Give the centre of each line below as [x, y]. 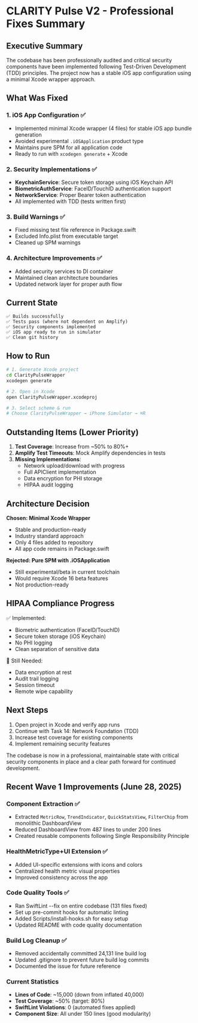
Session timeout [35, 685]
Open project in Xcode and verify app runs [67, 724]
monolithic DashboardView [48, 823]
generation [28, 134]
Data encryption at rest [43, 672]
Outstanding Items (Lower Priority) [72, 432]
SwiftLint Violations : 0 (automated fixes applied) [75, 1007]
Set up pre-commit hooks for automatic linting [71, 912]
